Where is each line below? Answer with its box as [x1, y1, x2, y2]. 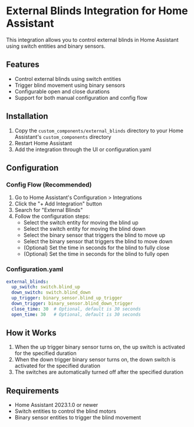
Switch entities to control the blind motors [14, 408, 117, 415]
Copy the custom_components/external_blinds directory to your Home [14, 127, 184, 134]
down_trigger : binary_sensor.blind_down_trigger [11, 301, 133, 307]
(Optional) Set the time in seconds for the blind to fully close [23, 244, 170, 252]
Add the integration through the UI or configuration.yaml [14, 146, 152, 153]
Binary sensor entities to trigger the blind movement [14, 414, 142, 421]
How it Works [6, 328, 57, 338]
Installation [6, 111, 48, 122]
